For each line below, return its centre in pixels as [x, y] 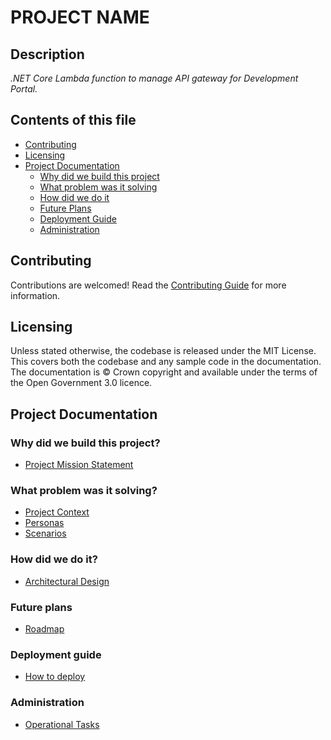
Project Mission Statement [79, 465]
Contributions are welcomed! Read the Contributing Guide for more [148, 285]
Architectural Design [67, 581]
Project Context [57, 512]
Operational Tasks [62, 724]
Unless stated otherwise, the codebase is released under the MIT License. [163, 351]
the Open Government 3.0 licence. [81, 383]
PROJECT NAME [80, 17]
